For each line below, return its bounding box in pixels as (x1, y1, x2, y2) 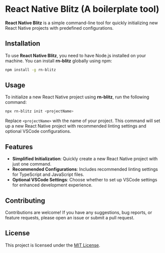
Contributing (5, 196, 45, 205)
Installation (5, 40, 40, 48)
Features (5, 142, 33, 151)
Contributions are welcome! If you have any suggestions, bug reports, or (5, 209, 152, 215)
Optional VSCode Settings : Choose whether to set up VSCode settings (12, 177, 158, 183)
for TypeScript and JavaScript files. (12, 171, 85, 177)
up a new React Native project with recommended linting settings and (5, 123, 147, 129)
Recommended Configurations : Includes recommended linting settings (12, 167, 159, 172)
